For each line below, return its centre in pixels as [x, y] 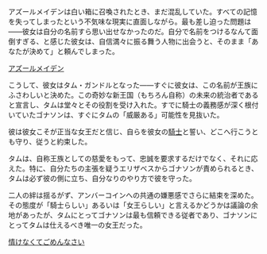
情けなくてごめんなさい [46, 242]
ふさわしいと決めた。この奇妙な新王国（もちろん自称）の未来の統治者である [133, 95]
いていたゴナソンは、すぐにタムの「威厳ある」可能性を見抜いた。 [116, 115]
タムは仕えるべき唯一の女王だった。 [87, 225]
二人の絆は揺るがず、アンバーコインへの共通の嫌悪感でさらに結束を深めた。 [133, 195]
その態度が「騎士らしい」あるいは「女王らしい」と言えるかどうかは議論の [130, 205]
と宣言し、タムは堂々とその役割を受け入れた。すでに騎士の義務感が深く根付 [133, 105]
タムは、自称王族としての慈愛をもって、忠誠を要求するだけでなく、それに [130, 158]
